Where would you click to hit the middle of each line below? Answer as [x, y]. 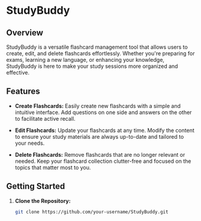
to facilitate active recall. [45, 118]
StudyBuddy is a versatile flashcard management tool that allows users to [97, 47]
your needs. [30, 143]
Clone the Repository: [43, 201]
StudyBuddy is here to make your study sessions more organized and [92, 66]
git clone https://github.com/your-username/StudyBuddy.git [91, 212]
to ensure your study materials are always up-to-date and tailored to [99, 136]
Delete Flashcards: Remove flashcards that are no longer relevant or [100, 154]
